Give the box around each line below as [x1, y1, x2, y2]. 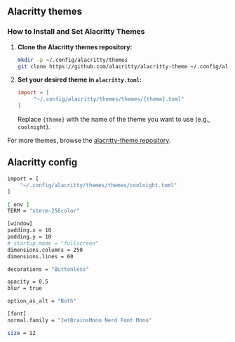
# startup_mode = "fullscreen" [7, 239, 99, 247]
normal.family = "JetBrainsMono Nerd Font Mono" [7, 317, 152, 324]
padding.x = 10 [7, 227, 52, 234]
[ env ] [7, 201, 30, 208]
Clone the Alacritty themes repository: [17, 42, 133, 51]
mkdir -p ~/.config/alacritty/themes [17, 56, 128, 63]
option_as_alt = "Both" [7, 298, 77, 305]
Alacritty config [7, 156, 78, 168]
